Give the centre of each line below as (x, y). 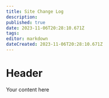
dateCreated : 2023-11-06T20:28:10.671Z (54, 45)
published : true (26, 22)
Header (24, 73)
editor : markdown (27, 39)
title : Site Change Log (35, 11)
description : (22, 17)
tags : (13, 33)
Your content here (28, 89)
